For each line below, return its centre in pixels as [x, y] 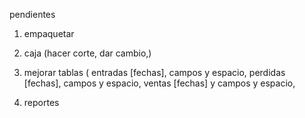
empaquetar [49, 33]
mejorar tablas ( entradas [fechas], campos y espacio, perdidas [154, 72]
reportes [41, 102]
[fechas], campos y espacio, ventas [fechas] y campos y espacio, [159, 83]
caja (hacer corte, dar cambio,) [87, 53]
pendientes [32, 14]
